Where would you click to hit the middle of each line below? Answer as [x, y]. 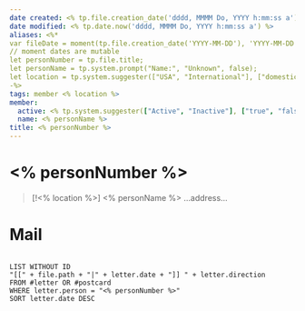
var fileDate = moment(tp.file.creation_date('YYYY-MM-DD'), [128, 43]
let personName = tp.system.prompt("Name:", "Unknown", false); [133, 69]
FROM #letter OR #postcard [60, 283]
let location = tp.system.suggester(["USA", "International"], [132, 77]
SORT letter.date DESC [52, 298]
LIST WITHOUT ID [40, 266]
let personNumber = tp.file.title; [77, 60]
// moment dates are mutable [64, 52]
